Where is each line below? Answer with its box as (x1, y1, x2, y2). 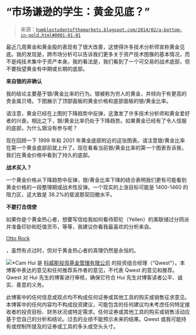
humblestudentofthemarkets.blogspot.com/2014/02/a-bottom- (36, 27, 183, 33)
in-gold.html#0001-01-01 (20, 32, 81, 38)
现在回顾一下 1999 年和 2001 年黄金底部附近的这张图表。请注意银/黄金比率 (6, 137, 185, 144)
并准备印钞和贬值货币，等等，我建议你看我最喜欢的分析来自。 (6, 223, 155, 230)
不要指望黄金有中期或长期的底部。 (6, 65, 88, 72)
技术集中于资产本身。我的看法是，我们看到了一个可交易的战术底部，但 (21, 58, 190, 65)
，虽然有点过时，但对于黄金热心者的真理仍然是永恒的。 (6, 247, 139, 254)
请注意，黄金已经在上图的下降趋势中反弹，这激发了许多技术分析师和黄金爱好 (6, 109, 190, 117)
